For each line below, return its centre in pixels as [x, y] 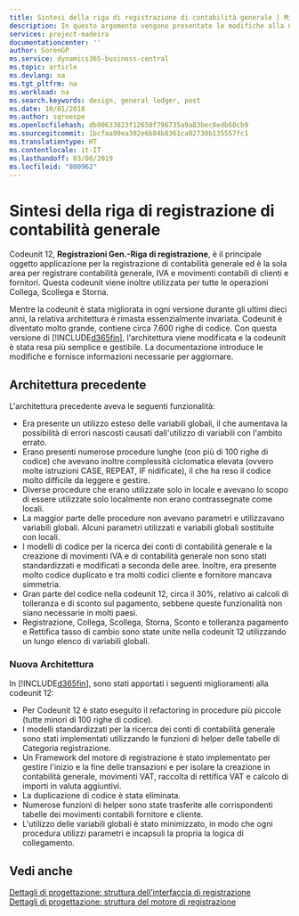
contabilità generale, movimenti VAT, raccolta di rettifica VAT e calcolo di [155, 777]
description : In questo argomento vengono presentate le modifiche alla [147, 26]
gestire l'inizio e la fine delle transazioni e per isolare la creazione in [146, 767]
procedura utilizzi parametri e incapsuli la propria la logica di [133, 833]
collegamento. [48, 843]
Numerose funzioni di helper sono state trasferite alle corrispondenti [147, 805]
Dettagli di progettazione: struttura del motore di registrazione [123, 902]
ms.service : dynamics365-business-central [89, 59]
